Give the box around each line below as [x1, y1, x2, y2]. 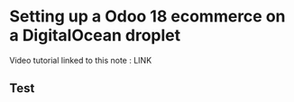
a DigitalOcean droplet [9, 25, 181, 46]
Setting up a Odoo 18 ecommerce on [9, 6, 286, 27]
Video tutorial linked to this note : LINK [9, 55, 152, 65]
